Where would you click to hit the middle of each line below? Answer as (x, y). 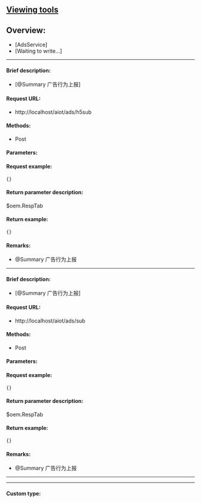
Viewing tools (32, 10)
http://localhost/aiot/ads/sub (50, 321)
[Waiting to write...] (38, 51)
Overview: (26, 30)
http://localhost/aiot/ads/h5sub (53, 112)
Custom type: (24, 493)
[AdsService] (31, 45)
